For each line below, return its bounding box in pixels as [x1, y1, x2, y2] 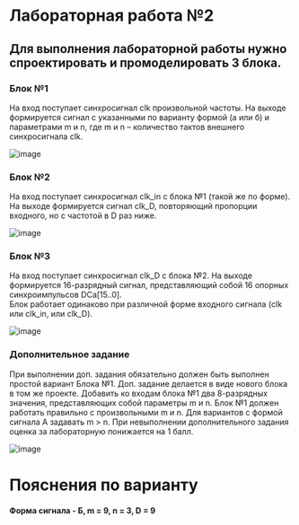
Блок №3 [9, 250, 51, 263]
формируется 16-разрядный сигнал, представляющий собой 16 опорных [9, 280, 289, 291]
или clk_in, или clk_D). [9, 309, 92, 319]
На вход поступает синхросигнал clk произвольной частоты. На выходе [9, 102, 286, 113]
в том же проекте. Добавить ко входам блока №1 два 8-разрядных [9, 388, 268, 398]
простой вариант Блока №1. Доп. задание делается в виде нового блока [9, 378, 288, 389]
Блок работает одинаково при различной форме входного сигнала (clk [9, 299, 283, 310]
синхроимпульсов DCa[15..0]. [9, 289, 123, 301]
